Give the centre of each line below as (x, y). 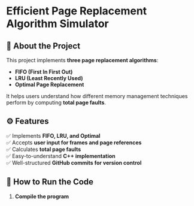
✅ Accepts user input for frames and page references (74, 143)
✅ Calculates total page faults (44, 149)
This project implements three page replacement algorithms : (82, 60)
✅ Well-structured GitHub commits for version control (74, 162)
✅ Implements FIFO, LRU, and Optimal (53, 135)
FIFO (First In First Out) (44, 72)
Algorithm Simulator (57, 24)
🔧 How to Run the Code (50, 182)
